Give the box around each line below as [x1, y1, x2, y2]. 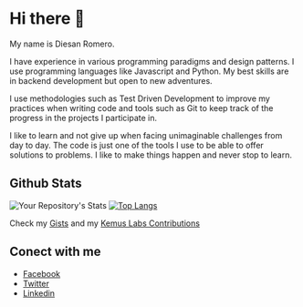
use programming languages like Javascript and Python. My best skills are [9, 66, 289, 77]
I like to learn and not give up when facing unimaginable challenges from [9, 129, 283, 140]
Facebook [22, 268, 61, 279]
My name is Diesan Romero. [9, 38, 115, 49]
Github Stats [9, 176, 82, 191]
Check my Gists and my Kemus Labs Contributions [9, 218, 201, 229]
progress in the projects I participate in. [9, 112, 158, 123]
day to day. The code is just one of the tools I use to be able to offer [9, 139, 265, 150]
